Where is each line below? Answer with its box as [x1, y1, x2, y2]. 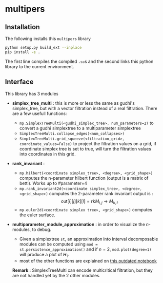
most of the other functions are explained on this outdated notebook [19, 258, 157, 264]
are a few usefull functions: [12, 111, 67, 116]
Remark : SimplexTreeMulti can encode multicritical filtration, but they [12, 267, 153, 273]
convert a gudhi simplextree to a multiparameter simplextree [19, 125, 141, 131]
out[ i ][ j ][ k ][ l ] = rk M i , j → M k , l [61, 198, 118, 205]
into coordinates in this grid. [19, 151, 76, 157]
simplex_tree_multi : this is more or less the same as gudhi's [12, 100, 135, 106]
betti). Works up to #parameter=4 [19, 180, 87, 186]
